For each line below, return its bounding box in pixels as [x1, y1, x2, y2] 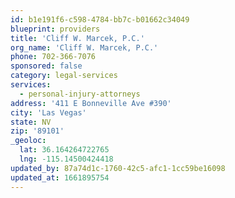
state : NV [10, 117, 52, 127]
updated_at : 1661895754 [10, 172, 110, 183]
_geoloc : [10, 136, 47, 146]
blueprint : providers [10, 24, 101, 34]
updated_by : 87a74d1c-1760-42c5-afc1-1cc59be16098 [10, 163, 226, 173]
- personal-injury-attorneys [19, 89, 141, 99]
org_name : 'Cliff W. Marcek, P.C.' [10, 42, 159, 53]
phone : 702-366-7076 [10, 52, 97, 62]
